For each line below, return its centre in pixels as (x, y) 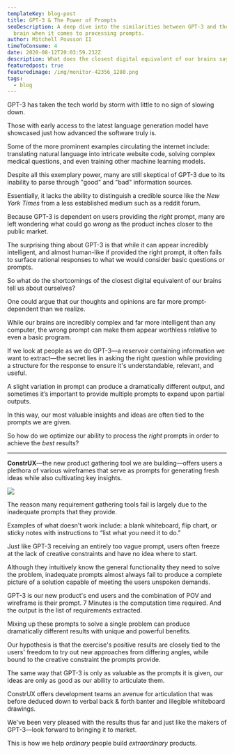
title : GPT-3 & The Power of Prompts (62, 20)
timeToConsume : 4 (32, 46)
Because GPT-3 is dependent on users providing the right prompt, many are (116, 217)
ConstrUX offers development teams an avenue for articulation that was (110, 694)
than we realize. (63, 309)
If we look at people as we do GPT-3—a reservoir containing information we (116, 351)
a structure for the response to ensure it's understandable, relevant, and (111, 366)
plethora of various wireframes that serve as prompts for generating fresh (113, 470)
